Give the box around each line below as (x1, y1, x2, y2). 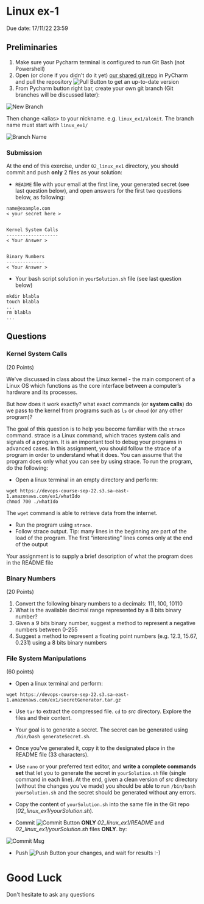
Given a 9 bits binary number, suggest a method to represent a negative (15, 620, 196, 627)
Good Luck (6, 870, 62, 884)
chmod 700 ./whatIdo (6, 498, 59, 505)
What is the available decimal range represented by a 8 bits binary (15, 607, 181, 614)
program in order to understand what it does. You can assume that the (6, 451, 183, 458)
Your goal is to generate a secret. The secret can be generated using (15, 726, 188, 733)
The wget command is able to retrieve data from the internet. (6, 509, 158, 516)
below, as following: (15, 194, 65, 201)
